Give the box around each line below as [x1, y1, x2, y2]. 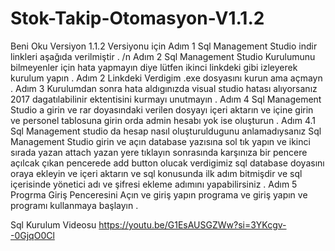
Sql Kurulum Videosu [10, 218, 97, 231]
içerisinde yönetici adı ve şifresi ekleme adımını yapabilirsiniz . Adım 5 [10, 178, 298, 190]
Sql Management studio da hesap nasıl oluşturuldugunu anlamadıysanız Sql [10, 125, 322, 137]
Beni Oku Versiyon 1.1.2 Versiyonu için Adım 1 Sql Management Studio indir [10, 40, 318, 52]
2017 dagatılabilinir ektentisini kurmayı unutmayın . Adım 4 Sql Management [10, 93, 322, 105]
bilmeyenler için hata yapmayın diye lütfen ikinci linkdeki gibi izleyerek [10, 61, 298, 73]
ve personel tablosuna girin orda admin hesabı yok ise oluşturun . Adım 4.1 [10, 114, 316, 126]
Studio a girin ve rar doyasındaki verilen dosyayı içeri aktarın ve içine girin [10, 103, 314, 116]
